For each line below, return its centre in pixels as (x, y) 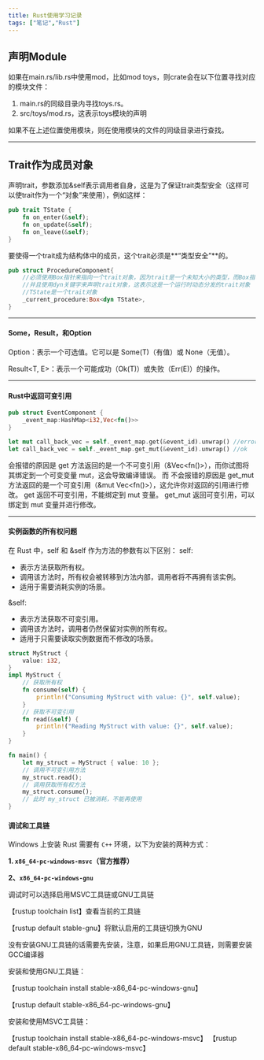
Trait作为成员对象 (51, 165)
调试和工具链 (29, 825)
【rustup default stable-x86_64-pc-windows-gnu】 (91, 1005)
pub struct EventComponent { (56, 413)
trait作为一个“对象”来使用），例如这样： (84, 195)
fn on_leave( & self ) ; (56, 232)
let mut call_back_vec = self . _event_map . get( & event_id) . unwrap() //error (133, 442)
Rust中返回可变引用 (40, 395)
